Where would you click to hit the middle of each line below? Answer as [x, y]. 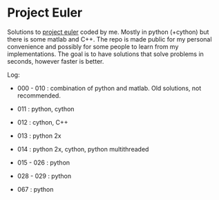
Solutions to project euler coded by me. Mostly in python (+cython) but [108, 32]
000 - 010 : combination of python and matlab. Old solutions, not [109, 88]
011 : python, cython [46, 109]
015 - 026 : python [44, 162]
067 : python [35, 189]
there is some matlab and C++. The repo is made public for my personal [109, 39]
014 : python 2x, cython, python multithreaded [83, 149]
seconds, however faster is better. [56, 61]
